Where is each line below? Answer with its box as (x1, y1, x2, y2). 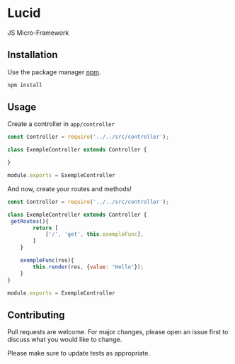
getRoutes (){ (10, 217, 50, 224)
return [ (33, 224, 59, 232)
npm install (7, 81, 42, 89)
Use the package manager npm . (7, 67, 101, 76)
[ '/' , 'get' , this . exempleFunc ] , (45, 231, 144, 238)
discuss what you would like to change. (7, 335, 122, 344)
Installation (7, 49, 58, 61)
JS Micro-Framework (7, 28, 69, 37)
